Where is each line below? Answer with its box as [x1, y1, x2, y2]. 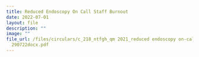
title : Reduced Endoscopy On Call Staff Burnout [6, 8, 129, 15]
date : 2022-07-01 [6, 14, 49, 20]
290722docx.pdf [11, 42, 49, 48]
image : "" [6, 31, 31, 37]
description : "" [6, 25, 46, 31]
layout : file [6, 20, 38, 26]
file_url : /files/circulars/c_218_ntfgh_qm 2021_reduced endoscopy [6, 36, 176, 42]
